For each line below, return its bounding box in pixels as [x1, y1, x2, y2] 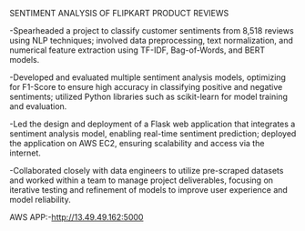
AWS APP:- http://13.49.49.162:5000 [9, 212, 144, 222]
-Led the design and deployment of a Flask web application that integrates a [9, 118, 296, 129]
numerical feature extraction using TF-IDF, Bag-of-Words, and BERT [9, 45, 266, 55]
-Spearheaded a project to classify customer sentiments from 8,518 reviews [9, 25, 294, 35]
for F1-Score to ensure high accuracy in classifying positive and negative [9, 82, 283, 92]
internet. [9, 147, 41, 158]
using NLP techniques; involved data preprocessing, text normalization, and [9, 35, 293, 45]
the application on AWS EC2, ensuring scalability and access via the [9, 138, 265, 148]
